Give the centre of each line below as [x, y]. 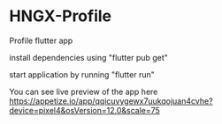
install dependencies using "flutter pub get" [88, 57]
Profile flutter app [41, 40]
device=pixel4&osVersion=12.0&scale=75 [85, 110]
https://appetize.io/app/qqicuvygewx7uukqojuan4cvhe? [111, 101]
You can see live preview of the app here [84, 91]
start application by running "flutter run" [82, 74]
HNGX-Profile [61, 16]
